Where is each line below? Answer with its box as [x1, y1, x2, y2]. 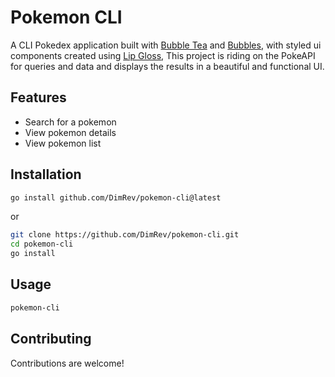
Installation [10, 166, 82, 183]
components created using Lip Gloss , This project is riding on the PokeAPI [10, 49, 316, 61]
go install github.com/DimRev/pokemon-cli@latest [10, 192, 222, 203]
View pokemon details [24, 126, 117, 138]
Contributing [10, 331, 92, 348]
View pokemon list [24, 137, 102, 149]
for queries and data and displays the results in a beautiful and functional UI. [10, 60, 325, 72]
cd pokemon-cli [10, 239, 74, 250]
